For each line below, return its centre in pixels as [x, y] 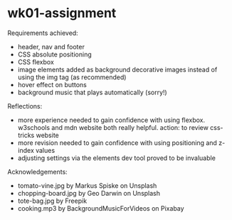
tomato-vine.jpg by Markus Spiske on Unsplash [87, 185]
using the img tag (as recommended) [72, 77]
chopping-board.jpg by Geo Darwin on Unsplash [89, 193]
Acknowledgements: [37, 171]
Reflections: [25, 106]
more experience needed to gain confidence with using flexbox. [111, 120]
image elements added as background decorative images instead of [117, 69]
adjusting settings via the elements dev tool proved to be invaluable [116, 158]
